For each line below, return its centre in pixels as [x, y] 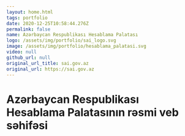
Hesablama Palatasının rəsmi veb [92, 112]
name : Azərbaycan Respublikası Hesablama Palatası [72, 35]
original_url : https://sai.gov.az [51, 69]
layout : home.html [30, 12]
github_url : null [28, 58]
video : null [21, 52]
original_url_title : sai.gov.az [47, 63]
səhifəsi [27, 125]
